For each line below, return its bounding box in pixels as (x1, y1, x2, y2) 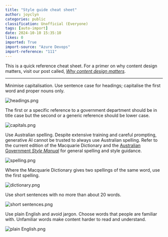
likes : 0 (5, 35, 23, 40)
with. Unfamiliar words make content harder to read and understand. (5, 216, 146, 222)
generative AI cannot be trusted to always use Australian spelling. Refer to (5, 137, 158, 143)
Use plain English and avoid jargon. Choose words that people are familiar (5, 211, 157, 217)
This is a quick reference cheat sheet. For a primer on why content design (5, 63, 157, 69)
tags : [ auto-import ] (5, 26, 48, 31)
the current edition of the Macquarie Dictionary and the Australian (5, 142, 141, 148)
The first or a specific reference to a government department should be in (5, 107, 157, 113)
